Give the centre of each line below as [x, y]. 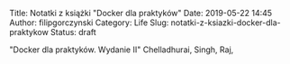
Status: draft [73, 32]
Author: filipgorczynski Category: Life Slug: [89, 23]
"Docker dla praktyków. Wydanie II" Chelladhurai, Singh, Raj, [122, 50]
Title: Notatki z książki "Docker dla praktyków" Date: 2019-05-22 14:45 [141, 13]
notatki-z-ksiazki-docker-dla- [226, 23]
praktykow [29, 32]
